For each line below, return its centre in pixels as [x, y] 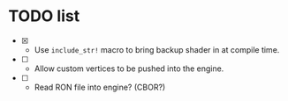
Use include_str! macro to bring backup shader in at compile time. [157, 49]
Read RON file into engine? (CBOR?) [100, 87]
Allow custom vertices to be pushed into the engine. [129, 69]
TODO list [44, 16]
